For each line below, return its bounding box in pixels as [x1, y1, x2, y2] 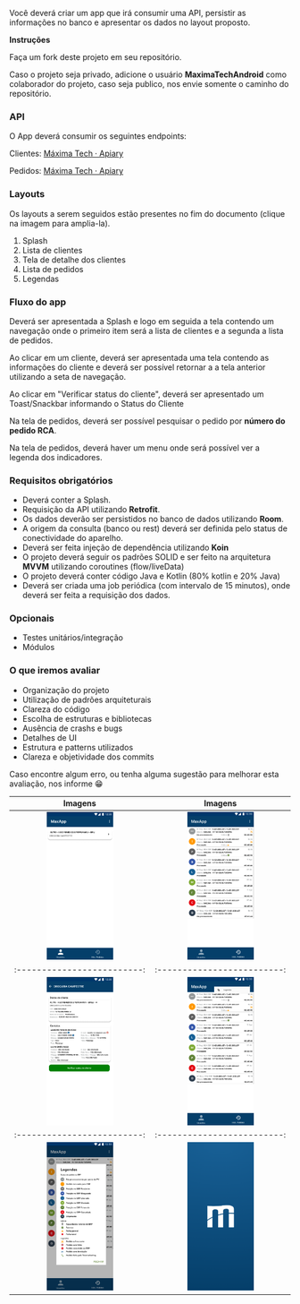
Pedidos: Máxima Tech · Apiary [9, 166, 124, 176]
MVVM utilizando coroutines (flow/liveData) [21, 562, 185, 572]
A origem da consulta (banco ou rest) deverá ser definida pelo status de [21, 523, 288, 534]
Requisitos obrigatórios [9, 474, 113, 486]
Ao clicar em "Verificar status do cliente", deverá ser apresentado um [9, 389, 264, 399]
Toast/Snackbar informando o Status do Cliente [9, 398, 185, 408]
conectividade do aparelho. [21, 533, 123, 544]
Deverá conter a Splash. [21, 494, 112, 505]
